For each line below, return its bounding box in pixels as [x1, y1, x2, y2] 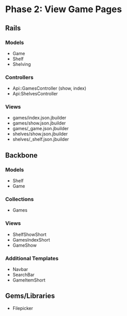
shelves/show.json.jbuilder [12, 131, 68, 137]
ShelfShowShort [12, 231, 47, 238]
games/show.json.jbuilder [12, 120, 66, 126]
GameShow [12, 242, 37, 248]
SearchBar [12, 272, 35, 278]
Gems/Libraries [5, 292, 55, 300]
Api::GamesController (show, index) [12, 85, 87, 92]
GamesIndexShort [12, 236, 50, 243]
